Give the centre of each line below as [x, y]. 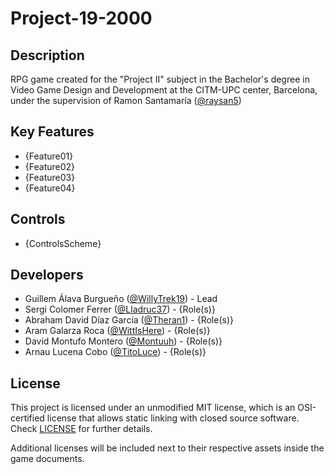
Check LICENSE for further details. [81, 429]
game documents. [47, 459]
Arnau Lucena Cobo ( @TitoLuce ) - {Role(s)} [115, 352]
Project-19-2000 [81, 18]
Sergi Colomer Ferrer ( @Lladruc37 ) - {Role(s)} [120, 309]
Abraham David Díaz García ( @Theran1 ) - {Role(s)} [129, 320]
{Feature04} [50, 188]
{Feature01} [49, 156]
